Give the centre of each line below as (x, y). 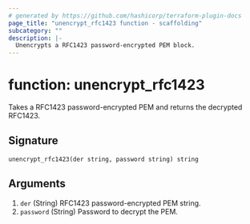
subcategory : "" (35, 30)
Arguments (37, 184)
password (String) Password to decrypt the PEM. (99, 211)
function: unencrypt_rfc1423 (107, 85)
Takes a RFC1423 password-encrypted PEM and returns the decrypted (125, 107)
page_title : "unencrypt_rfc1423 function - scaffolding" (105, 23)
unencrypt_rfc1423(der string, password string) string (103, 159)
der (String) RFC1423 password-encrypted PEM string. (111, 203)
